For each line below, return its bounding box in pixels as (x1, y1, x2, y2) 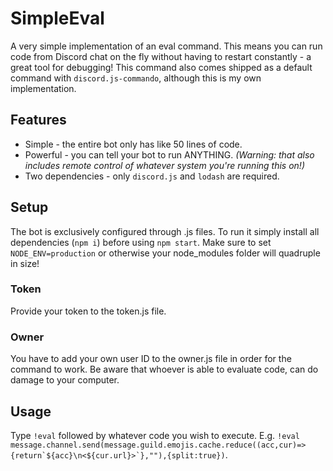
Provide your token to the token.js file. (10, 305, 167, 317)
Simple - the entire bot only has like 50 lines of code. (24, 138, 243, 150)
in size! (10, 257, 40, 269)
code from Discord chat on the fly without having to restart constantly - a (10, 50, 312, 62)
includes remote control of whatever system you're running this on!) (24, 159, 305, 171)
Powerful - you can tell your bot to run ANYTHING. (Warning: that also (24, 148, 315, 161)
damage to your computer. (10, 374, 120, 386)
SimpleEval (10, 7, 105, 30)
